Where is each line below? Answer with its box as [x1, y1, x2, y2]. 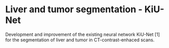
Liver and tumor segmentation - [5, 4, 143, 15]
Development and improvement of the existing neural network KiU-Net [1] [5, 31, 160, 37]
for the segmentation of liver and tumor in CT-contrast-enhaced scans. [5, 37, 155, 43]
